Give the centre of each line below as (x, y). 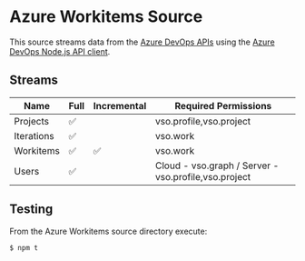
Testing (31, 210)
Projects (32, 121)
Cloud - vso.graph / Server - (217, 166)
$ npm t (24, 247)
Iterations (34, 136)
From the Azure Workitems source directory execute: (108, 231)
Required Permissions (223, 105)
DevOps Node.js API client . (60, 51)
